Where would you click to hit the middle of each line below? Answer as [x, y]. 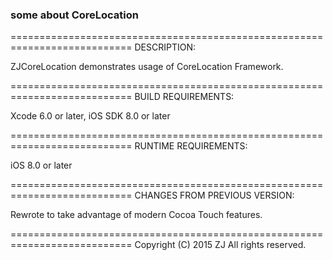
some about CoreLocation [74, 15]
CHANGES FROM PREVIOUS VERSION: [214, 195]
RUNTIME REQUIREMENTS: [191, 146]
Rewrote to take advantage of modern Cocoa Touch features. [136, 215]
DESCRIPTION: [165, 47]
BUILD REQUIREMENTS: [184, 97]
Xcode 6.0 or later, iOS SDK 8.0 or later [90, 116]
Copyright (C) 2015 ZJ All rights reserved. [220, 245]
